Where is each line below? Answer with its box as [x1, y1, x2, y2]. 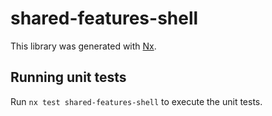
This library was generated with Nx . [10, 40, 157, 52]
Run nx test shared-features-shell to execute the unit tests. [10, 95, 263, 107]
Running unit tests [10, 69, 127, 86]
